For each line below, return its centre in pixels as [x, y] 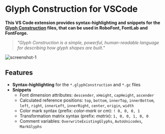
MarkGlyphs [31, 127]
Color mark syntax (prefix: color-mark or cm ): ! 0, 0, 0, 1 [80, 110]
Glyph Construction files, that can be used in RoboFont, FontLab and [76, 27]
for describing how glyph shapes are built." [61, 48]
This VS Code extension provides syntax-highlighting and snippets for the [83, 23]
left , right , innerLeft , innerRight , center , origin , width [77, 105]
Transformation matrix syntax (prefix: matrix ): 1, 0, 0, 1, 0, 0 [84, 116]
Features [19, 73]
